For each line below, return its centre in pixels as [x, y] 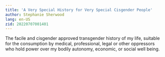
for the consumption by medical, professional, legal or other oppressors [80, 44]
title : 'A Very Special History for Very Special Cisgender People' [79, 10]
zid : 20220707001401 [27, 24]
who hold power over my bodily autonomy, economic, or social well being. [82, 49]
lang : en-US [18, 19]
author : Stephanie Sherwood [35, 15]
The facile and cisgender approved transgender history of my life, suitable [83, 38]
